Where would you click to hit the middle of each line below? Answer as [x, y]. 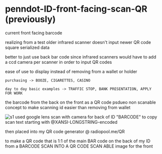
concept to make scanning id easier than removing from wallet [68, 107]
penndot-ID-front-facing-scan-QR [76, 9]
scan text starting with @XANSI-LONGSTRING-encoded [61, 122]
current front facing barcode [34, 33]
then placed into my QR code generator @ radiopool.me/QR [65, 131]
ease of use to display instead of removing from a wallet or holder [71, 71]
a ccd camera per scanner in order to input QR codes [59, 62]
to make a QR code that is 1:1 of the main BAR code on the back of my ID [78, 141]
